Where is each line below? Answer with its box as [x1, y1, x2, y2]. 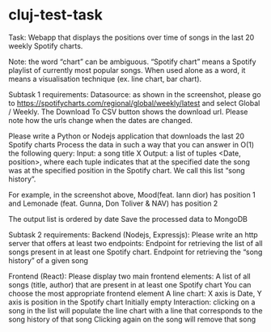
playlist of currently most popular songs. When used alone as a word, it [8, 65, 246, 74]
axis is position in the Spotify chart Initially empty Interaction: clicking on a [8, 297, 256, 307]
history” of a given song [8, 255, 89, 265]
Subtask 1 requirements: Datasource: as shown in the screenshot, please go [8, 89, 261, 99]
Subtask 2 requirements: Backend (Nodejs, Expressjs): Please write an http [8, 229, 259, 240]
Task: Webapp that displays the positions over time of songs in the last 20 [8, 32, 255, 42]
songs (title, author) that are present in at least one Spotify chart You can [8, 279, 252, 289]
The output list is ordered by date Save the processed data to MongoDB [8, 214, 248, 223]
